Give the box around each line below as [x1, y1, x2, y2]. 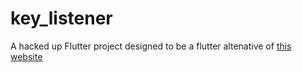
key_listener [10, 7, 113, 30]
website [10, 50, 43, 62]
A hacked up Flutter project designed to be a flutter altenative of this [10, 40, 292, 52]
